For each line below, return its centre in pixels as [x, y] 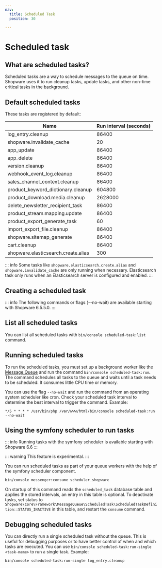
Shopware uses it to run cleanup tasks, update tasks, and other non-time [78, 82]
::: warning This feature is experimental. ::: [47, 456]
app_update [21, 150]
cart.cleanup [22, 245]
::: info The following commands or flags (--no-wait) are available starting [78, 302]
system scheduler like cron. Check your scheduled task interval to [71, 397]
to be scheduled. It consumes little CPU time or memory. [61, 382]
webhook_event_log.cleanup [40, 174]
